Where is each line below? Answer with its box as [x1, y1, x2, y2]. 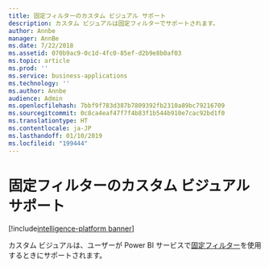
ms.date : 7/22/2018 [8, 42, 74, 50]
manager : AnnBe [8, 34, 60, 43]
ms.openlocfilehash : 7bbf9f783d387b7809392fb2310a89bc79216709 [8, 102, 226, 110]
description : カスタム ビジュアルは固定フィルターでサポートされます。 [8, 19, 219, 27]
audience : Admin [8, 94, 63, 102]
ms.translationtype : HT [8, 117, 89, 125]
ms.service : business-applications [8, 72, 128, 80]
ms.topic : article [8, 57, 70, 65]
